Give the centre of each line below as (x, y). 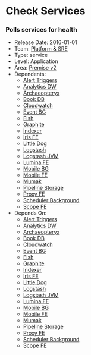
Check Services (45, 11)
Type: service (31, 55)
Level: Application (36, 61)
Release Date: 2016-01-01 (46, 42)
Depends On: (30, 213)
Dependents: (30, 74)
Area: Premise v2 (35, 68)
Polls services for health (42, 30)
